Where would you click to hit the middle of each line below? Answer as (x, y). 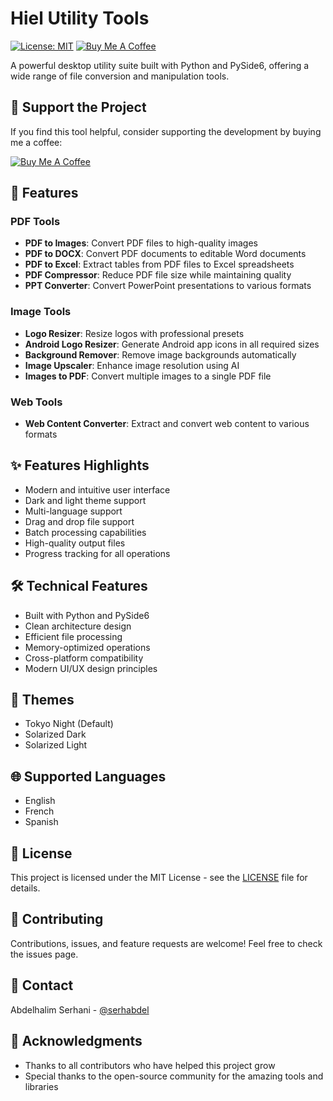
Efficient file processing (73, 636)
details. (25, 888)
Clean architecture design (78, 626)
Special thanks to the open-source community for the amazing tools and (174, 1076)
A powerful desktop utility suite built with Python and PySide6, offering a (160, 65)
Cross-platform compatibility (84, 658)
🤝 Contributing (57, 919)
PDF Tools (35, 222)
